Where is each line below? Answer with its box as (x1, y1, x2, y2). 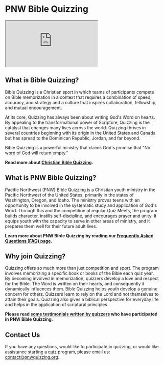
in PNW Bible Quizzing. (5, 316, 53, 322)
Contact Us (5, 331, 40, 339)
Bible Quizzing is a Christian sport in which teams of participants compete (5, 89, 154, 95)
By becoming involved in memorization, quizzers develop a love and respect (5, 276, 159, 281)
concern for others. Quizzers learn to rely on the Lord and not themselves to (5, 291, 159, 297)
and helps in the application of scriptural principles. (5, 302, 109, 308)
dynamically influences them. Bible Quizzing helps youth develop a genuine (5, 286, 158, 292)
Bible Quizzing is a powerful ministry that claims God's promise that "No (5, 144, 151, 150)
